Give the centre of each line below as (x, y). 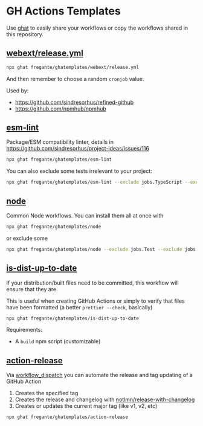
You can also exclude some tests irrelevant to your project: (79, 171)
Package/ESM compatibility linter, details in (60, 142)
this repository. (25, 34)
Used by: (18, 90)
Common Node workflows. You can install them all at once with (85, 215)
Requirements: (24, 330)
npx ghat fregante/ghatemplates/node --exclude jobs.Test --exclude (94, 249)
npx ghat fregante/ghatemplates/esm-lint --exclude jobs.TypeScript (94, 182)
